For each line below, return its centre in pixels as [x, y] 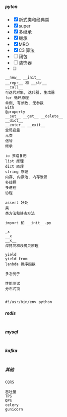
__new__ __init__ [23, 77]
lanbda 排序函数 [20, 264]
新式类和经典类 [34, 19]
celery [12, 405]
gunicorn [14, 409]
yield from [16, 259]
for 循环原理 [17, 98]
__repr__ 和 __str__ [26, 83]
